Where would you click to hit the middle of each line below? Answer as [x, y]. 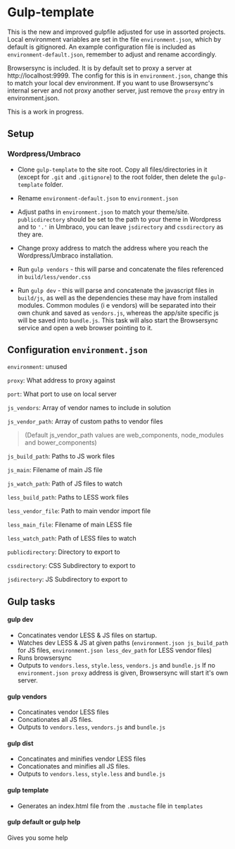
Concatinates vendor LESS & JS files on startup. [87, 635]
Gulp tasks [31, 602]
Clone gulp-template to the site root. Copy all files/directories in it [112, 169]
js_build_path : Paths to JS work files [61, 457]
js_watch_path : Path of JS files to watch [65, 483]
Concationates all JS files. [55, 720]
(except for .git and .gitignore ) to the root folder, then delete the [113, 176]
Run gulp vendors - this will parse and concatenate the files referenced [120, 269]
